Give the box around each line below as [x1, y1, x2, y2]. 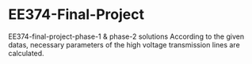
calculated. [8, 48, 45, 58]
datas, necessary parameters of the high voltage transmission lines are [8, 40, 240, 49]
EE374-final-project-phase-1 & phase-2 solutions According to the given [8, 32, 244, 41]
